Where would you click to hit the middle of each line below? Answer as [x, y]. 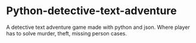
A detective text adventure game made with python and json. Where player [98, 27]
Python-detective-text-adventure [91, 11]
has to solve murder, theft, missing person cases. [66, 33]
